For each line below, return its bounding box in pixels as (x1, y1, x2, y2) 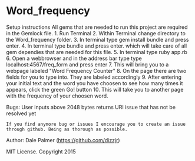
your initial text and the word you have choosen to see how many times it (6, 79, 183, 86)
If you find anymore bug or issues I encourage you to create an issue (6, 121, 186, 127)
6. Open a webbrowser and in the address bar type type (6, 55, 143, 62)
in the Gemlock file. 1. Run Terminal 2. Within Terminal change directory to (6, 29, 186, 36)
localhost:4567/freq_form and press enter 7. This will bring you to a (6, 61, 169, 68)
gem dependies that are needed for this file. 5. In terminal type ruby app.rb (6, 48, 187, 55)
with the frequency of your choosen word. (6, 92, 108, 99)
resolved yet (6, 110, 37, 117)
